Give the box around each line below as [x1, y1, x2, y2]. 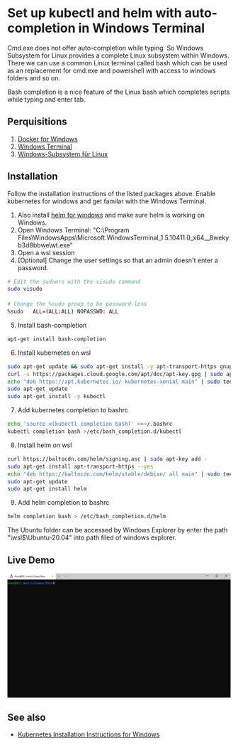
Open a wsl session [17, 248, 75, 257]
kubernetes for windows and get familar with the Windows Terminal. [7, 197, 207, 205]
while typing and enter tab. [7, 95, 86, 104]
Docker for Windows [17, 134, 78, 143]
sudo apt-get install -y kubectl [7, 393, 106, 400]
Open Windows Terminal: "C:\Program [17, 225, 130, 234]
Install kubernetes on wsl [17, 348, 91, 357]
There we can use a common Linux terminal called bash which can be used [7, 58, 228, 67]
